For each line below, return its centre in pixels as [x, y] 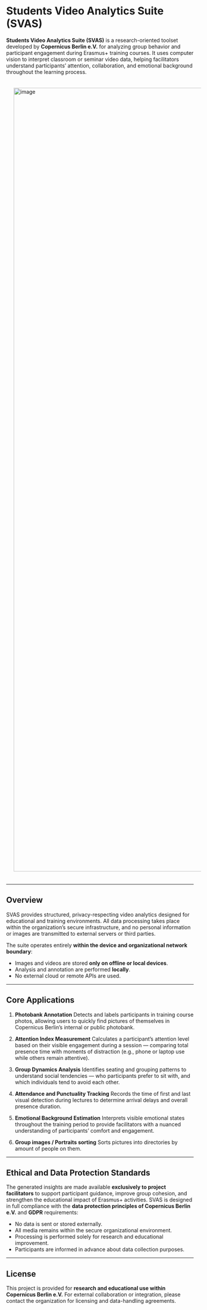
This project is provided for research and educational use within [86, 1289]
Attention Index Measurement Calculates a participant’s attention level [102, 1039]
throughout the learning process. [47, 72]
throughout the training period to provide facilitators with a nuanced [98, 1124]
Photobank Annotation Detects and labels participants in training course [104, 1014]
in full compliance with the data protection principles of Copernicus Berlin [98, 1206]
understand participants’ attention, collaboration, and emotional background [99, 65]
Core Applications [40, 1000]
